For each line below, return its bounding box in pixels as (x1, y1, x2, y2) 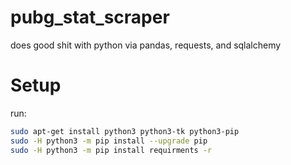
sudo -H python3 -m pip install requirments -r (10, 145, 213, 155)
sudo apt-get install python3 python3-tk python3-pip (10, 126, 240, 136)
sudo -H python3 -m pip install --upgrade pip (10, 136, 208, 146)
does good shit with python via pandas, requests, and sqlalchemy (10, 39, 282, 51)
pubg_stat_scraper (10, 6, 170, 29)
